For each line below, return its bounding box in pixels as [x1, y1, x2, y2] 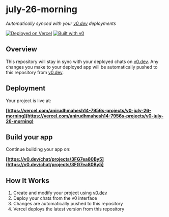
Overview [6, 45, 38, 54]
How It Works [6, 176, 50, 185]
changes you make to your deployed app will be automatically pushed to [6, 64, 158, 70]
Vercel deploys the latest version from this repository [13, 206, 125, 212]
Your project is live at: [6, 98, 51, 104]
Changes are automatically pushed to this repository [13, 201, 123, 207]
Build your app [6, 133, 53, 141]
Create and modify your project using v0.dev [13, 190, 107, 196]
